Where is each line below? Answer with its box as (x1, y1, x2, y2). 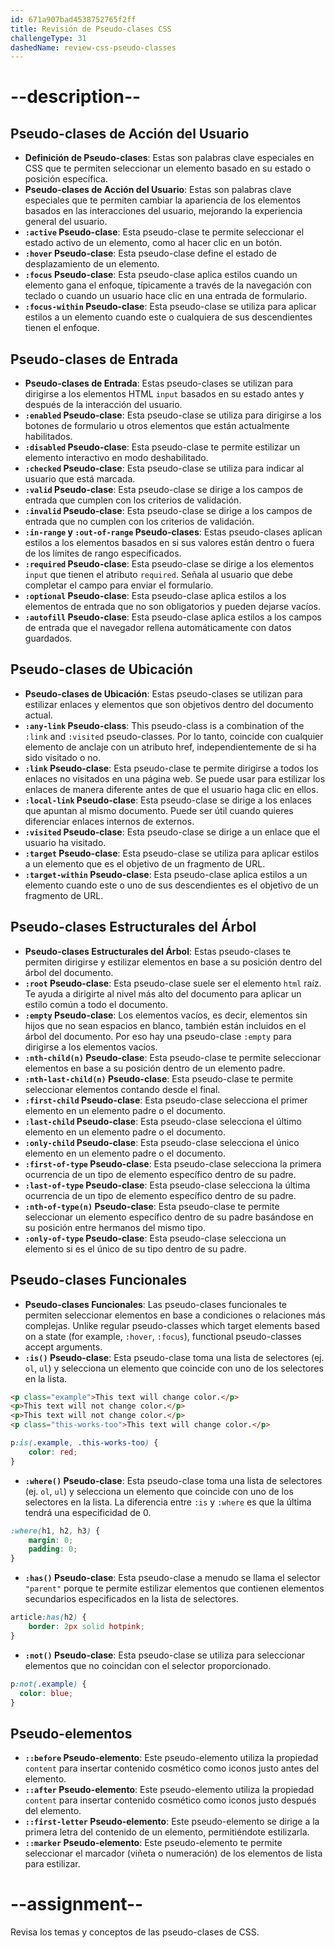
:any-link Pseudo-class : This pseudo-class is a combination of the (24, 719, 305, 731)
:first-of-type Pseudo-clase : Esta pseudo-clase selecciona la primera (24, 1157, 322, 1170)
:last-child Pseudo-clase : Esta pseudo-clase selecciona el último (24, 1115, 302, 1127)
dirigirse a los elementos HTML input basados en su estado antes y (24, 388, 305, 400)
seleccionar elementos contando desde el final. (24, 1083, 221, 1095)
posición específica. (24, 173, 108, 185)
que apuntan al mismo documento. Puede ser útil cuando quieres (24, 804, 294, 816)
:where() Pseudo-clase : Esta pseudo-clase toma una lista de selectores (24, 1474, 323, 1486)
